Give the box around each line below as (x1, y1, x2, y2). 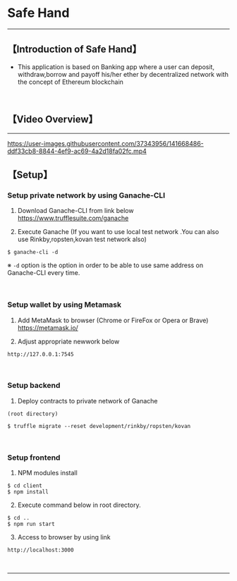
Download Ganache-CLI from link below (17, 207, 134, 215)
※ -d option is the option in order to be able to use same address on (7, 261, 204, 269)
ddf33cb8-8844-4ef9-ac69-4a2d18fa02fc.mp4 (7, 147, 147, 155)
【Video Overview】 (7, 114, 99, 126)
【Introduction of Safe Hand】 (7, 44, 142, 56)
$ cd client (7, 482, 42, 489)
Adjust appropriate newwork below (17, 337, 120, 345)
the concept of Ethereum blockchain (17, 78, 123, 86)
